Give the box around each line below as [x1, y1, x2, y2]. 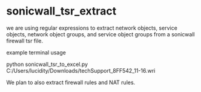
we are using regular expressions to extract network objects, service [6, 24, 177, 31]
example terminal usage [6, 48, 67, 56]
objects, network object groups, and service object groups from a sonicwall [6, 30, 195, 38]
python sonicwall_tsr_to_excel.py [6, 61, 88, 68]
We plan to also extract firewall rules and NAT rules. [6, 79, 136, 86]
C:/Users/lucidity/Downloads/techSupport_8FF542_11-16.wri [6, 67, 156, 74]
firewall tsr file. [6, 37, 44, 44]
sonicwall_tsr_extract [6, 4, 117, 18]
